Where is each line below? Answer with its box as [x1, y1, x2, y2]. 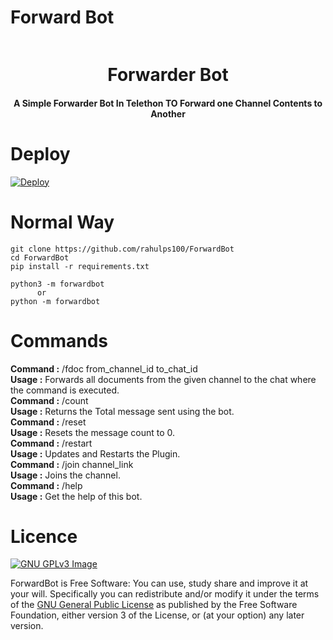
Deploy [10, 142, 71, 165]
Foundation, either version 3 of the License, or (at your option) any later [10, 609, 305, 621]
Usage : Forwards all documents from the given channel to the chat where [10, 373, 317, 385]
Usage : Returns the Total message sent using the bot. [10, 405, 235, 417]
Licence [10, 525, 78, 548]
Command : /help [10, 479, 83, 491]
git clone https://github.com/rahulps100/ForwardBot [10, 244, 235, 254]
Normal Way [10, 211, 115, 233]
